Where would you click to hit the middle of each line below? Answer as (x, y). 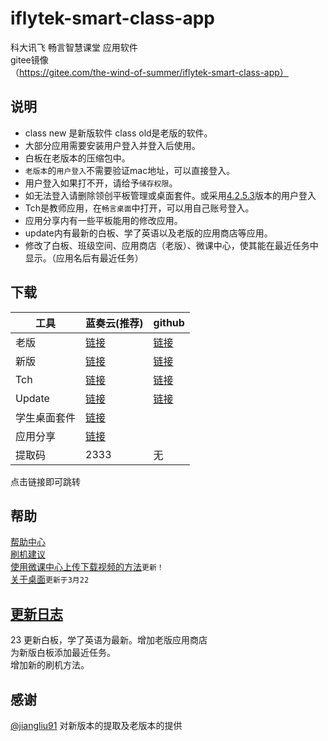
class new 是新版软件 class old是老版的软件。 (118, 133)
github (169, 322)
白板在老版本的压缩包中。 (77, 158)
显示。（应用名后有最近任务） (84, 258)
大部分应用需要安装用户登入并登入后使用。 (112, 145)
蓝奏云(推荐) (114, 323)
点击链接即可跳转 (45, 481)
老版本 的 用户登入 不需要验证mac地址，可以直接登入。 (130, 170)
